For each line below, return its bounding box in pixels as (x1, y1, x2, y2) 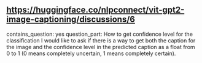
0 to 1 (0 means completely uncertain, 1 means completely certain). (6, 50, 176, 57)
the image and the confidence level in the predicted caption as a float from (6, 43, 195, 50)
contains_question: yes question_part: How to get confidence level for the (6, 30, 193, 38)
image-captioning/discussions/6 (6, 15, 135, 25)
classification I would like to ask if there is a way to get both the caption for (6, 36, 196, 44)
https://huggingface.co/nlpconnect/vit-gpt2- (6, 5, 185, 15)
